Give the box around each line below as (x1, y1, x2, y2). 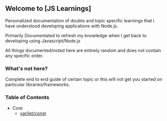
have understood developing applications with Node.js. (5, 23, 118, 29)
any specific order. (5, 53, 44, 59)
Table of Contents (5, 94, 50, 101)
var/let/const (19, 111, 46, 117)
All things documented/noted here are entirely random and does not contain (5, 47, 161, 53)
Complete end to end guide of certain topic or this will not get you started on (5, 76, 163, 82)
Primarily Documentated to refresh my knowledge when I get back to (5, 32, 147, 38)
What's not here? (5, 65, 48, 72)
